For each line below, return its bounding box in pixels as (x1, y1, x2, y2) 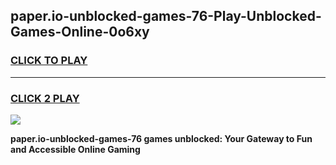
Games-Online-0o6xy (10, 24, 150, 41)
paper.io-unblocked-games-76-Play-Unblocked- (10, 8, 322, 25)
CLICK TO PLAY (10, 54, 88, 68)
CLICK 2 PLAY (10, 91, 80, 105)
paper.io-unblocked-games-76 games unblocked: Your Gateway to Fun (10, 132, 313, 144)
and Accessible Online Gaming (10, 143, 141, 155)
